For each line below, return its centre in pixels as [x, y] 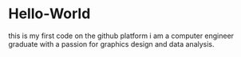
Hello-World [49, 14]
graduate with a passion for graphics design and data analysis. [111, 44]
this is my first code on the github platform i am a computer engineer [121, 36]
